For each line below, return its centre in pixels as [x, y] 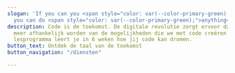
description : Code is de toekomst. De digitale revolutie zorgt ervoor [114, 26]
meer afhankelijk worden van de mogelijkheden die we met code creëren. [122, 33]
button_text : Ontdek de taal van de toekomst [74, 46]
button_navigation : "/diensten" [54, 53]
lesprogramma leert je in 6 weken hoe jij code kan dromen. [103, 40]
